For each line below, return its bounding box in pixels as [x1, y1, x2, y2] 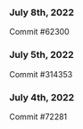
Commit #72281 [9, 111, 68, 122]
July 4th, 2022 [9, 91, 75, 103]
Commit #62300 [9, 27, 70, 37]
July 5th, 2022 [9, 49, 74, 61]
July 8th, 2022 [9, 6, 74, 19]
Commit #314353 [9, 69, 73, 79]
